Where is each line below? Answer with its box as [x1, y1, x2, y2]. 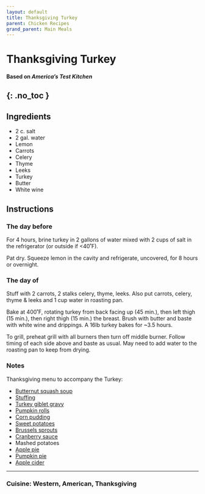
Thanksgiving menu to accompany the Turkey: [6, 375, 123, 383]
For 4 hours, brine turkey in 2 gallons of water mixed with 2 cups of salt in [6, 236, 192, 243]
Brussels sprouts [15, 426, 58, 433]
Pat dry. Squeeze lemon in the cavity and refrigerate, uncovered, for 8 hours [6, 254, 198, 262]
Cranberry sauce [15, 432, 58, 440]
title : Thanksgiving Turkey [6, 15, 78, 21]
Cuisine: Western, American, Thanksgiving [6, 479, 137, 488]
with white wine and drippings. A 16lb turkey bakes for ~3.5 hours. [6, 322, 173, 329]
